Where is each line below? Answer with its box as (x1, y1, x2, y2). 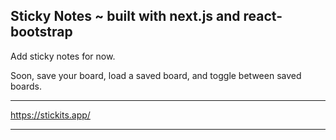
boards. (10, 80, 42, 92)
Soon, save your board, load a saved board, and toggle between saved (10, 69, 302, 81)
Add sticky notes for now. (10, 50, 116, 62)
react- (243, 8, 283, 25)
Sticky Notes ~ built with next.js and (10, 8, 241, 25)
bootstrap (10, 24, 73, 41)
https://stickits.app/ (10, 109, 91, 121)
